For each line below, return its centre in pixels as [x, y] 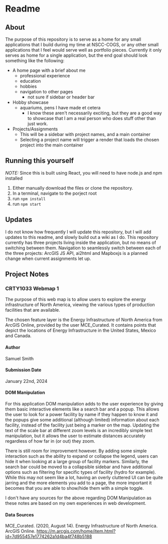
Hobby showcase [30, 102]
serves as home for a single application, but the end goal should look [76, 55]
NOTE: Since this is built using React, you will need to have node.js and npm [84, 173]
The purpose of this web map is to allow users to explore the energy [76, 300]
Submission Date [23, 370]
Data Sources [20, 514]
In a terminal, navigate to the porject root [54, 193]
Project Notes [27, 274]
